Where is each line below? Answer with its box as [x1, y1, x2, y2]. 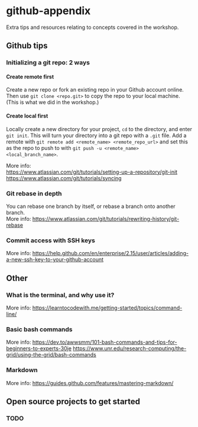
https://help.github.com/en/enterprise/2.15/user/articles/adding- [32, 250, 189, 257]
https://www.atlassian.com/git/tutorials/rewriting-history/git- [32, 215, 180, 222]
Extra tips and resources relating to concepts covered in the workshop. [6, 24, 179, 31]
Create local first [6, 112, 48, 119]
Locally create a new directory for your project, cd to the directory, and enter [6, 125, 192, 132]
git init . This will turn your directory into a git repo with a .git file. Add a [6, 132, 187, 139]
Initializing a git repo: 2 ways [6, 58, 90, 67]
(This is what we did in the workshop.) [6, 99, 99, 106]
